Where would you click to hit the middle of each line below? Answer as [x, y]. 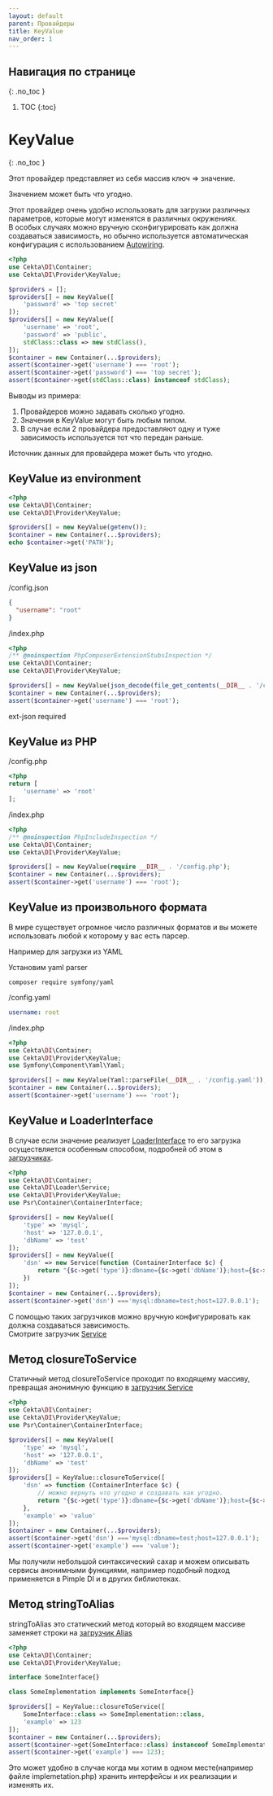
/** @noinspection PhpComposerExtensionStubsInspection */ [110, 656]
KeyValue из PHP [53, 742]
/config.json [28, 587]
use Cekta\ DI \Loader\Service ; [60, 1188]
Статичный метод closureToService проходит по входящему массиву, [129, 1379]
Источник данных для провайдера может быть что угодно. [111, 453]
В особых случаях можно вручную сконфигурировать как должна [123, 227]
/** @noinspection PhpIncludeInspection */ [83, 837]
